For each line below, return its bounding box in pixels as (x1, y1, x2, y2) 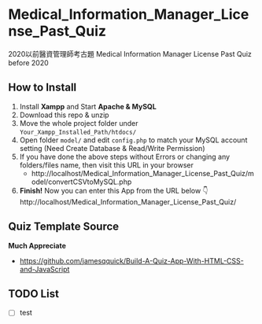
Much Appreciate (8, 241, 67, 250)
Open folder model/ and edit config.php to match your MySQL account (19, 135, 248, 145)
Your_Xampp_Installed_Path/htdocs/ (19, 128, 137, 136)
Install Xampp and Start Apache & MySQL (19, 101, 157, 111)
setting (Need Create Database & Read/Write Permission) (19, 143, 205, 153)
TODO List (8, 287, 59, 300)
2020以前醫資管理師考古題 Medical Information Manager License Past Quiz (8, 49, 252, 58)
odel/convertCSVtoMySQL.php (31, 177, 132, 186)
